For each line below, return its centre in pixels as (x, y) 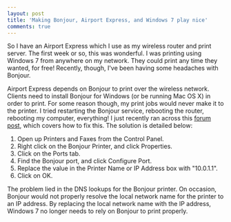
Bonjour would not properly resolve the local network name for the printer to (115, 196)
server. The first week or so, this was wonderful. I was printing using (104, 53)
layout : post (26, 13)
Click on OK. (35, 176)
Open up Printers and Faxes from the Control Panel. (90, 139)
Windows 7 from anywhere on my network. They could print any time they (112, 61)
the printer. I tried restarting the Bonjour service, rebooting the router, (106, 111)
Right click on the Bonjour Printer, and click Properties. (94, 147)
